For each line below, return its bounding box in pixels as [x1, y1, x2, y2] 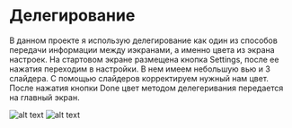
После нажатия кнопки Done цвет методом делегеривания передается [9, 82, 284, 93]
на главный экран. [9, 91, 80, 103]
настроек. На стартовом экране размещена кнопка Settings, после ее [9, 54, 279, 64]
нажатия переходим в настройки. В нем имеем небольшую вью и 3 [9, 64, 271, 74]
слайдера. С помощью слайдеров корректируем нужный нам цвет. [9, 73, 270, 83]
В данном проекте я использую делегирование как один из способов [9, 35, 279, 46]
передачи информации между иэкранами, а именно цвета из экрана [9, 44, 276, 55]
